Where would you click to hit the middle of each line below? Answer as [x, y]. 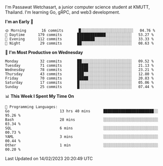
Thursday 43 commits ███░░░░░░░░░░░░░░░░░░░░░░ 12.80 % [79, 74]
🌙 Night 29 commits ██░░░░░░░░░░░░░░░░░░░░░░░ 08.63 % [79, 43]
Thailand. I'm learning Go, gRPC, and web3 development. [63, 12]
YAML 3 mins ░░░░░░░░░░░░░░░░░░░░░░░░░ [82, 137]
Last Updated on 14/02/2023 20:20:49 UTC [49, 158]
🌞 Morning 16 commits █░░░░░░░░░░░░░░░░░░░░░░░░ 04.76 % [80, 31]
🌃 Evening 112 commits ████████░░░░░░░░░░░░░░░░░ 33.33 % [79, 39]
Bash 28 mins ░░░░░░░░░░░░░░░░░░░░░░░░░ [82, 120]
